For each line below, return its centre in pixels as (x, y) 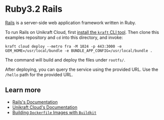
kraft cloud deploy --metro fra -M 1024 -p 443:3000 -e (63, 46)
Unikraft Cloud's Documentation (45, 107)
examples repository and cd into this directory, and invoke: (64, 37)
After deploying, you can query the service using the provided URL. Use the (82, 69)
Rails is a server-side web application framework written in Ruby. (71, 23)
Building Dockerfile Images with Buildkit (54, 112)
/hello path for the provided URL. (39, 74)
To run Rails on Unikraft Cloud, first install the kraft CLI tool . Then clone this (82, 32)
